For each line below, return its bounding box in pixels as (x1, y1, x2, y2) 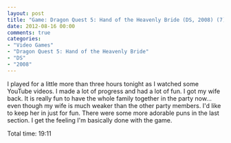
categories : (7, 36, 41, 42)
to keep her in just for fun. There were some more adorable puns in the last (7, 109, 220, 117)
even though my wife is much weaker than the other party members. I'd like (7, 101, 221, 109)
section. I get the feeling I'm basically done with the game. (7, 116, 173, 124)
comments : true (7, 29, 51, 36)
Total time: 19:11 (7, 129, 52, 138)
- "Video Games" (7, 42, 54, 49)
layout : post (7, 10, 45, 17)
